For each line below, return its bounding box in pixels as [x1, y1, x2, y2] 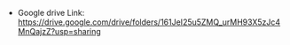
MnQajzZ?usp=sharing [17, 26, 102, 36]
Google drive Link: [17, 8, 85, 18]
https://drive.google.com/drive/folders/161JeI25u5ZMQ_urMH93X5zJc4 [17, 17, 281, 27]
